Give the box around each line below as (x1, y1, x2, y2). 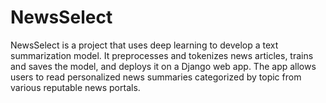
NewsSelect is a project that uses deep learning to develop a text (10, 39, 279, 51)
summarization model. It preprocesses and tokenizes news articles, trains (10, 49, 314, 61)
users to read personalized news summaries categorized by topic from (10, 71, 302, 83)
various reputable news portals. (10, 81, 141, 93)
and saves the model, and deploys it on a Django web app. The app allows (10, 60, 317, 72)
